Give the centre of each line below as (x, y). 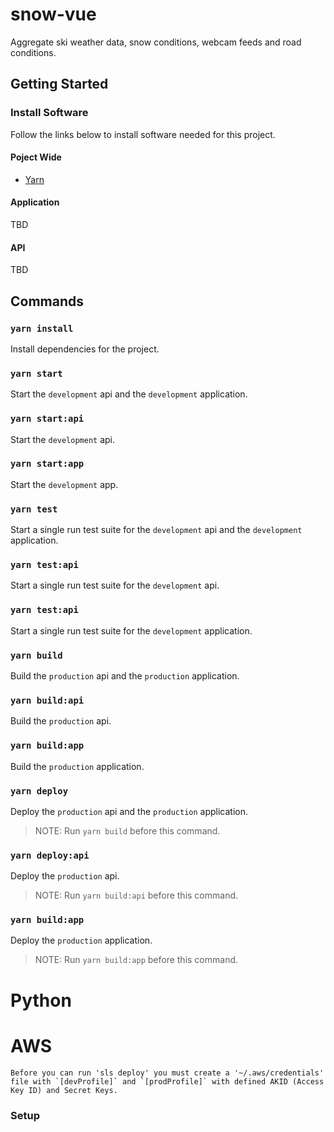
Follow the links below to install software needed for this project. (143, 134)
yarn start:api (47, 419)
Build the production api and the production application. (125, 676)
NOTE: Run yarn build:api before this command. (136, 895)
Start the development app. (64, 484)
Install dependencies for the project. (85, 349)
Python (41, 1000)
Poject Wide (36, 157)
